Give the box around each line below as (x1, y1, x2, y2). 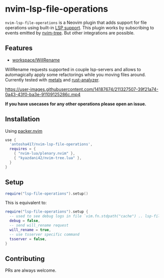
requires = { (9, 146, 36, 152)
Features (5, 44, 33, 52)
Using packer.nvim (5, 128, 43, 134)
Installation (5, 115, 40, 123)
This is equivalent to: (5, 200, 47, 206)
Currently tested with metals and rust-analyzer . (5, 77, 100, 82)
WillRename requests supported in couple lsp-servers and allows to (5, 66, 142, 72)
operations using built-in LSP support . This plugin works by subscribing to (5, 24, 154, 30)
